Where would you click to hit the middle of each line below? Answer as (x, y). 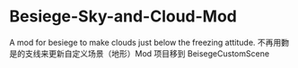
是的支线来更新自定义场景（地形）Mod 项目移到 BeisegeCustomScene (140, 53)
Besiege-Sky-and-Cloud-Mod (123, 17)
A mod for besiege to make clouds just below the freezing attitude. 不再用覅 (149, 42)
